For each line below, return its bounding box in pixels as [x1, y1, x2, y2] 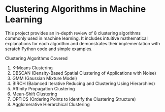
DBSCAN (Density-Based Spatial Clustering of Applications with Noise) [12, 70, 156, 76]
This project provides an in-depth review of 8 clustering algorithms [5, 30, 141, 36]
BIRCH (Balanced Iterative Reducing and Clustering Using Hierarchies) [12, 80, 155, 86]
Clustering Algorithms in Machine [5, 3, 146, 15]
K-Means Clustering [12, 65, 53, 71]
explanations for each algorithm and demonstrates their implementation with [5, 40, 160, 46]
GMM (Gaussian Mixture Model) [12, 75, 77, 81]
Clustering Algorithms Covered [5, 55, 68, 61]
